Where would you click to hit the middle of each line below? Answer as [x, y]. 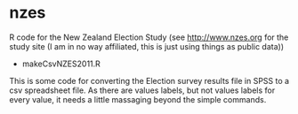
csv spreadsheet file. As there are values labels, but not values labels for [142, 90]
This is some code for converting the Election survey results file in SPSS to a [149, 80]
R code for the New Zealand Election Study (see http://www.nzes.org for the [149, 37]
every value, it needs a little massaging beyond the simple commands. [138, 99]
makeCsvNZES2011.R [61, 64]
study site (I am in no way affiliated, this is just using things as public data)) [147, 46]
